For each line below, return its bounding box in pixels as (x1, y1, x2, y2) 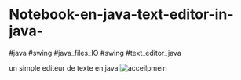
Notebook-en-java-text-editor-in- (9, 5, 234, 24)
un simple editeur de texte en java (9, 63, 119, 72)
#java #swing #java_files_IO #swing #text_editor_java (9, 48, 181, 57)
